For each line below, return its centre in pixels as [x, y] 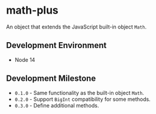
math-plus [32, 10]
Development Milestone [51, 79]
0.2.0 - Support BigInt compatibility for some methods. [82, 99]
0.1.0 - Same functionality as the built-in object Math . [79, 93]
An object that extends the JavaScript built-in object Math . [76, 27]
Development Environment [56, 45]
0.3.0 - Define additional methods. [57, 105]
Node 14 [25, 59]
